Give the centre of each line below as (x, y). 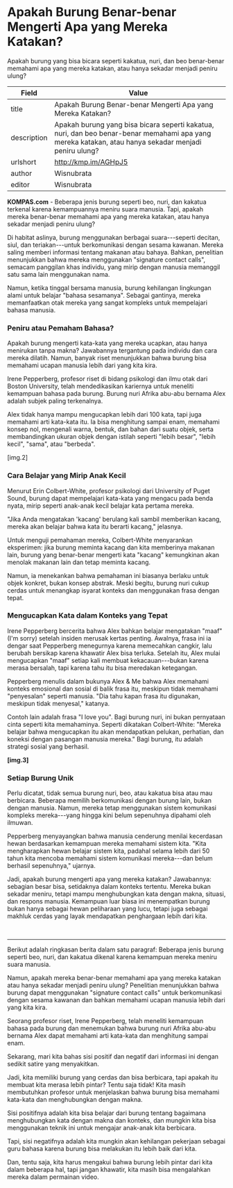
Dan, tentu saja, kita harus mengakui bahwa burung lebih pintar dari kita (110, 1162)
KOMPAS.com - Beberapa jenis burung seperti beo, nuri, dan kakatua (107, 202)
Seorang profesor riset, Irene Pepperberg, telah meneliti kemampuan (105, 1021)
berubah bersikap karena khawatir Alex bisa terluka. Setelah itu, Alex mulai (114, 653)
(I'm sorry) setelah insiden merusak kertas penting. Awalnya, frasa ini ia (109, 638)
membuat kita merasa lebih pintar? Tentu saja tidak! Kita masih (96, 1085)
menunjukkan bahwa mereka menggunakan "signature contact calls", (106, 259)
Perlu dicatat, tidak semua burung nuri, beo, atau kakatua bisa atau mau (110, 793)
